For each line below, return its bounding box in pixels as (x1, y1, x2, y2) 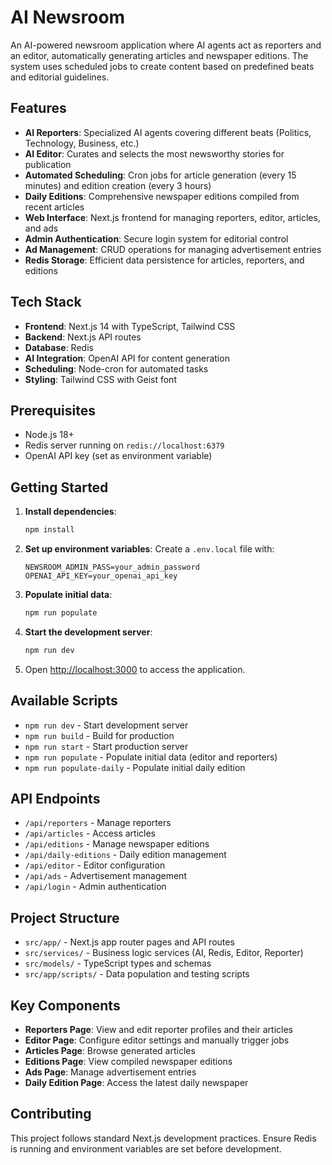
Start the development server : (24, 626, 153, 638)
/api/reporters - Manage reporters (24, 817, 172, 829)
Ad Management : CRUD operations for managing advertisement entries (24, 243, 322, 255)
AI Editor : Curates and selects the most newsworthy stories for (24, 147, 285, 160)
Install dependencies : (24, 506, 117, 518)
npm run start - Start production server (24, 740, 189, 752)
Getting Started (10, 479, 109, 496)
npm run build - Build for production (24, 729, 175, 741)
